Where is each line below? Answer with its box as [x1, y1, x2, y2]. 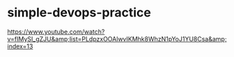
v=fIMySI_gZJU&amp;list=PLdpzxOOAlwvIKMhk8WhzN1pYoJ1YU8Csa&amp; [7, 34, 227, 43]
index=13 [7, 42, 33, 50]
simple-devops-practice [7, 5, 151, 21]
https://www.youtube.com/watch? [7, 27, 105, 36]
